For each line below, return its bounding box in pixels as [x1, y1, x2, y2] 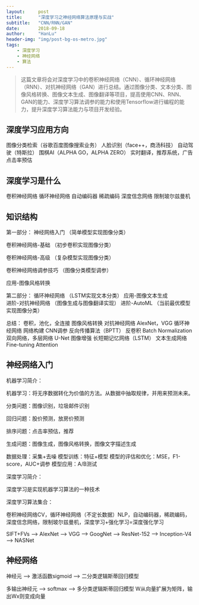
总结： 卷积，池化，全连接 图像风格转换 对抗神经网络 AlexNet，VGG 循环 [6, 319, 185, 327]
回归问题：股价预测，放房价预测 [6, 415, 84, 422]
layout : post [6, 8, 49, 15]
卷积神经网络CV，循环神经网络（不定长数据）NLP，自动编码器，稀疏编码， [6, 511, 191, 518]
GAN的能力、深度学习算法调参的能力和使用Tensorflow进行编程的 [20, 98, 179, 105]
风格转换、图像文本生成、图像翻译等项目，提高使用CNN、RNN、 [26, 91, 185, 98]
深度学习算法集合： [6, 498, 53, 505]
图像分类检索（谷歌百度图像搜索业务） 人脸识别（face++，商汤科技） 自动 [6, 141, 188, 149]
